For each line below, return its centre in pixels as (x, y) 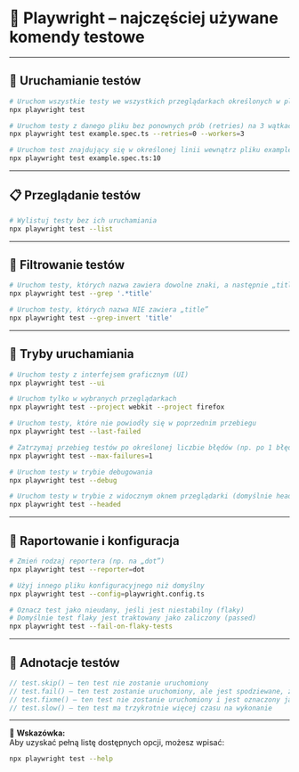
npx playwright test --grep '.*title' (81, 294)
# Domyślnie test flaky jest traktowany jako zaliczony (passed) (133, 618)
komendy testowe (77, 37)
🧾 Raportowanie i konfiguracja (94, 541)
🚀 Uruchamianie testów (75, 81)
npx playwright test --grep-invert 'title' (91, 318)
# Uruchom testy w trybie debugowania (81, 472)
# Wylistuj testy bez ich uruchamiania (83, 220)
